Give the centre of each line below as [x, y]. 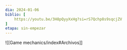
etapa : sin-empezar [26, 28]
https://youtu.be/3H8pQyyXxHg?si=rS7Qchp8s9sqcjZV [68, 19]
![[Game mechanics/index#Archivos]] [44, 42]
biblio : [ [16, 14]
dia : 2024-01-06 [22, 10]
